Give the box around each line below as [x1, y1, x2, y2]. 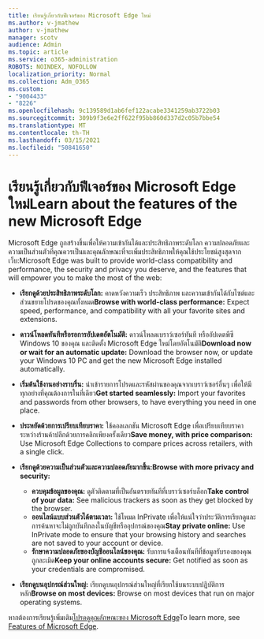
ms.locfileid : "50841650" [8, 144, 93, 151]
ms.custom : [8, 84, 44, 93]
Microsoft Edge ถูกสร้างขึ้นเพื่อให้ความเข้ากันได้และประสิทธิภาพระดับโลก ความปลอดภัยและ [8, 238, 250, 248]
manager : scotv [8, 33, 58, 42]
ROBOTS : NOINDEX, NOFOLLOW [8, 63, 97, 71]
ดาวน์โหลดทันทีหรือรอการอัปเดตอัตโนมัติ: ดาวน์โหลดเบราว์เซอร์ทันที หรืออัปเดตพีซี [19, 330, 234, 339]
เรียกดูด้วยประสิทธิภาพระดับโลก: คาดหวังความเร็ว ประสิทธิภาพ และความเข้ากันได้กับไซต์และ [19, 289, 255, 298]
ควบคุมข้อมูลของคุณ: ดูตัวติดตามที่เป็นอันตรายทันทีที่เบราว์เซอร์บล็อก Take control [31, 487, 250, 496]
